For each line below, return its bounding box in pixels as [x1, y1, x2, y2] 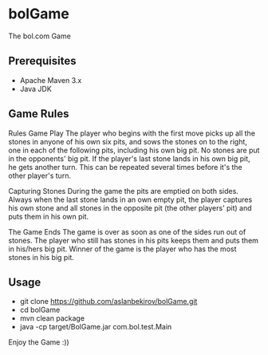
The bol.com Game [8, 31, 72, 41]
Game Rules [8, 107, 69, 120]
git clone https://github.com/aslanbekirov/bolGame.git [19, 297, 198, 306]
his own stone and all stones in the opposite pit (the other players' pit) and [8, 203, 253, 212]
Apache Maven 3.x [19, 75, 82, 85]
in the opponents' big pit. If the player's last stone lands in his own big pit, [8, 153, 250, 164]
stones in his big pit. [8, 252, 74, 262]
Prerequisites [8, 54, 77, 68]
